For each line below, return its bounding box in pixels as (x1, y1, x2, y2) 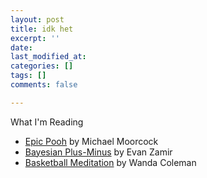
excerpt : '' (10, 33, 60, 43)
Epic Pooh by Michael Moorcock (24, 135, 159, 147)
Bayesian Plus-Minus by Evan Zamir (24, 146, 173, 158)
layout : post (10, 14, 65, 25)
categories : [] (10, 61, 74, 71)
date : (10, 42, 33, 53)
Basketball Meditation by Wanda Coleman (24, 156, 197, 168)
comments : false (10, 80, 78, 90)
